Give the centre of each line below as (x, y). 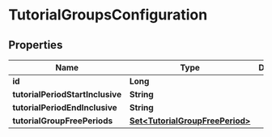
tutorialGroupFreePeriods (63, 121)
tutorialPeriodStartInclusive (67, 94)
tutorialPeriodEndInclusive (65, 107)
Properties (36, 45)
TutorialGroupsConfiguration (108, 15)
